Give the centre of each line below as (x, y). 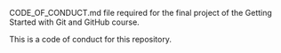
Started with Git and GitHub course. (74, 22)
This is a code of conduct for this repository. (90, 39)
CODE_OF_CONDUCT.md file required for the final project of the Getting (141, 13)
